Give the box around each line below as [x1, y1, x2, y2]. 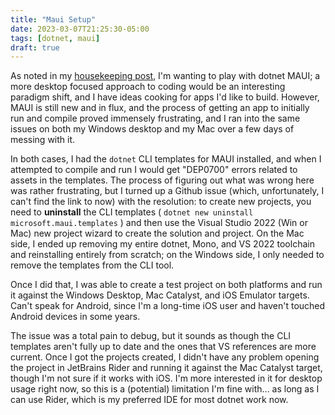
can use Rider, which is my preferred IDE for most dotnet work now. [10, 394, 289, 406]
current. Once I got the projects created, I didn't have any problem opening [10, 351, 320, 363]
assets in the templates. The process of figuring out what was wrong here [10, 174, 315, 186]
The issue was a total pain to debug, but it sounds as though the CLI [10, 330, 292, 342]
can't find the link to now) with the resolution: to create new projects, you [10, 196, 312, 208]
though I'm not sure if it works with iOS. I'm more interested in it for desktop [10, 372, 323, 385]
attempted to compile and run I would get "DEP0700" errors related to [10, 164, 298, 176]
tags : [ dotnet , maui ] [10, 33, 101, 43]
